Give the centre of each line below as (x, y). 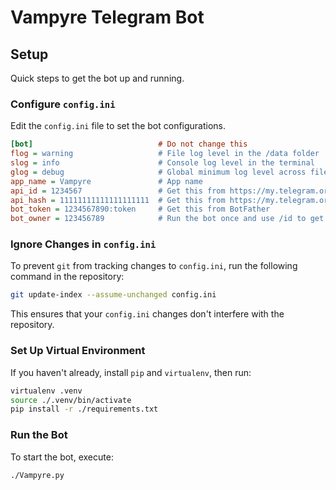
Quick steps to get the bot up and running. (97, 78)
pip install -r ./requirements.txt (84, 409)
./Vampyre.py (37, 475)
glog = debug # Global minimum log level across (158, 172)
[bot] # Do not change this (129, 144)
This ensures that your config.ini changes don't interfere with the (147, 314)
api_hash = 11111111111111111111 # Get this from (118, 200)
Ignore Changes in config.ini (83, 244)
